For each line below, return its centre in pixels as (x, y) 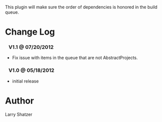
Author (19, 101)
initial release (25, 81)
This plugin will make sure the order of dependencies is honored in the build (81, 7)
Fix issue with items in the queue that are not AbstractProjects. (75, 58)
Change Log (30, 32)
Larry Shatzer (19, 114)
